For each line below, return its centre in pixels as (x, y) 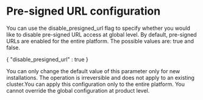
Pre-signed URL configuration (84, 11)
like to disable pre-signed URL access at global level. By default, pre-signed (101, 34)
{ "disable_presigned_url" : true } (47, 59)
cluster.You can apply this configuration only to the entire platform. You (95, 84)
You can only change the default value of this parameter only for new (93, 71)
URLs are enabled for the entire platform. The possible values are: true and (100, 41)
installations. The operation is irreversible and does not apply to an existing (101, 77)
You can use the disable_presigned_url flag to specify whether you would (98, 28)
